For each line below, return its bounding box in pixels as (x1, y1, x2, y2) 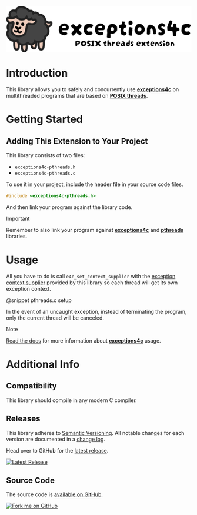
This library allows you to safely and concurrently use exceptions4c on (6, 85, 179, 93)
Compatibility (6, 381, 57, 391)
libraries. (6, 232, 28, 240)
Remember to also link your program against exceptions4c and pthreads (6, 226, 184, 233)
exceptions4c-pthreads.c (14, 170, 76, 176)
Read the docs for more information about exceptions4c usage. (6, 337, 161, 344)
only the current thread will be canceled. (6, 314, 105, 321)
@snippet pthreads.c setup (6, 297, 72, 304)
